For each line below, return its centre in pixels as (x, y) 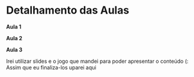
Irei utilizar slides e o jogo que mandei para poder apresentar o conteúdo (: (97, 61)
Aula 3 (14, 49)
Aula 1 (14, 27)
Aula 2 (14, 38)
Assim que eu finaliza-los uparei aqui (51, 67)
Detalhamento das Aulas (68, 10)
